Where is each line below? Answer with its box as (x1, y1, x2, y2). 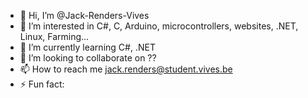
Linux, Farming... (19, 31, 90, 42)
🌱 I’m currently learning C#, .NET (19, 41, 156, 53)
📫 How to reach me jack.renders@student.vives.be (19, 63, 233, 75)
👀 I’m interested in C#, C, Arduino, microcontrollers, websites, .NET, (19, 20, 299, 32)
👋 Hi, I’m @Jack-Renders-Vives (19, 10, 150, 21)
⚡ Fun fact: (19, 78, 65, 90)
